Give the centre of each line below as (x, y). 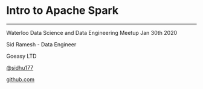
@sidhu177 (20, 67)
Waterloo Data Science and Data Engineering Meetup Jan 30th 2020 (92, 32)
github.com (21, 79)
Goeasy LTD (21, 56)
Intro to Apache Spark (63, 11)
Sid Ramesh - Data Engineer (41, 44)
